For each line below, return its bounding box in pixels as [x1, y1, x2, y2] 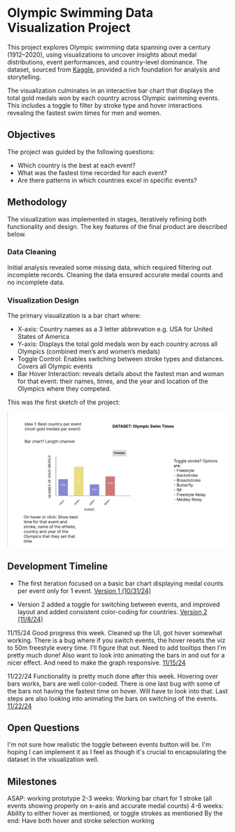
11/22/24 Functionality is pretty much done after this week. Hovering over [7, 672, 219, 680]
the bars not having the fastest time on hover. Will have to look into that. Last [7, 686, 229, 695]
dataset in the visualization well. [7, 755, 99, 764]
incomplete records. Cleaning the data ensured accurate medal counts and [7, 270, 223, 279]
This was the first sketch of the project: [7, 398, 120, 407]
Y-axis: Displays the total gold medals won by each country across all [17, 340, 218, 348]
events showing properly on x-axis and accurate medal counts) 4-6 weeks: [7, 802, 224, 810]
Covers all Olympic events [17, 362, 93, 370]
